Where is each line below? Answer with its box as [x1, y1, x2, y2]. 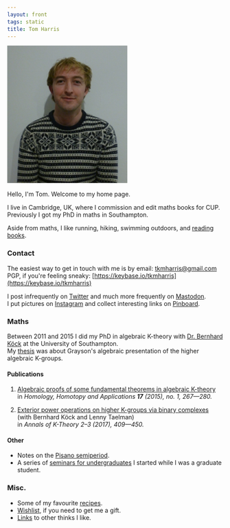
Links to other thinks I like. [16, 513, 91, 522]
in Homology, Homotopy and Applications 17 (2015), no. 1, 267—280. [16, 393, 213, 401]
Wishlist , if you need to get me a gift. [16, 506, 122, 514]
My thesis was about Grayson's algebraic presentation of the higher [7, 346, 199, 355]
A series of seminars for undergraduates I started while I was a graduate [16, 459, 222, 467]
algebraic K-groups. [7, 354, 63, 362]
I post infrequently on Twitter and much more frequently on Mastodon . [7, 292, 207, 300]
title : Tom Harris [7, 25, 60, 32]
